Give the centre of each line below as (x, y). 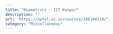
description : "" (22, 14)
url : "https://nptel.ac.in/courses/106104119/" (57, 19)
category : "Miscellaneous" (34, 24)
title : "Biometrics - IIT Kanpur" (42, 10)
